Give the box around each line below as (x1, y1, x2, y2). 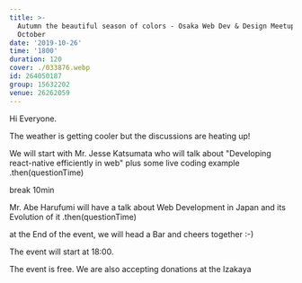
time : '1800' (9, 47, 58, 56)
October (17, 30, 47, 39)
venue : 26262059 (9, 88, 70, 97)
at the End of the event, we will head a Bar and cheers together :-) (9, 228, 254, 239)
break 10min (9, 184, 55, 195)
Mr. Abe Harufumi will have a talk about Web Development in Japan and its (9, 201, 286, 212)
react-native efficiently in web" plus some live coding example (9, 157, 240, 168)
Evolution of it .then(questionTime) (9, 211, 138, 222)
